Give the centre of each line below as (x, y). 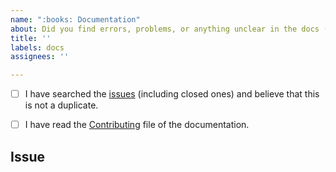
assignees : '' (40, 57)
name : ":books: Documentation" (75, 19)
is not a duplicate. (61, 105)
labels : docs (37, 47)
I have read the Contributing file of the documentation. (137, 125)
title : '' (31, 38)
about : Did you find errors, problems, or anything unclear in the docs (165, 29)
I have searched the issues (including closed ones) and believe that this (172, 94)
